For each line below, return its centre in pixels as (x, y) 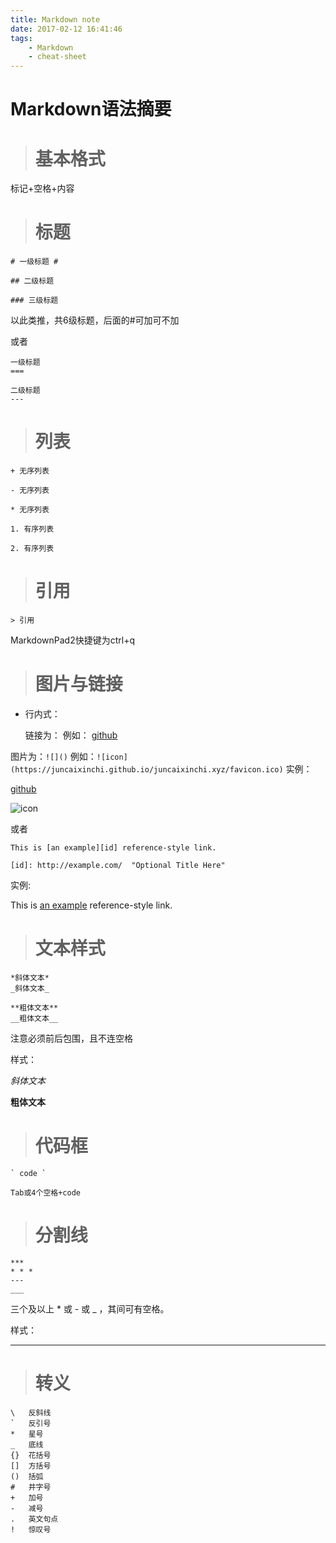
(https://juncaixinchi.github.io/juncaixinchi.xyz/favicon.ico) (147, 770)
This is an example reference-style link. (91, 905)
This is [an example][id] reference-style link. (113, 848)
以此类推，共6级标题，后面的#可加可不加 (95, 320)
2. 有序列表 (32, 549)
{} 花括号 (31, 1455)
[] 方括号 (31, 1466)
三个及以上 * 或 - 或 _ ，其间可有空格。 (90, 1308)
